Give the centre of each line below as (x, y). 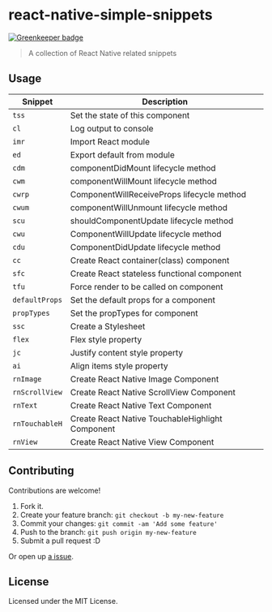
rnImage (27, 379)
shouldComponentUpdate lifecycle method (152, 221)
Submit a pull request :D (60, 541)
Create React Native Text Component (141, 405)
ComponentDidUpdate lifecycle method (145, 247)
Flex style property (106, 339)
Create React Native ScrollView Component (153, 392)
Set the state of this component (130, 115)
